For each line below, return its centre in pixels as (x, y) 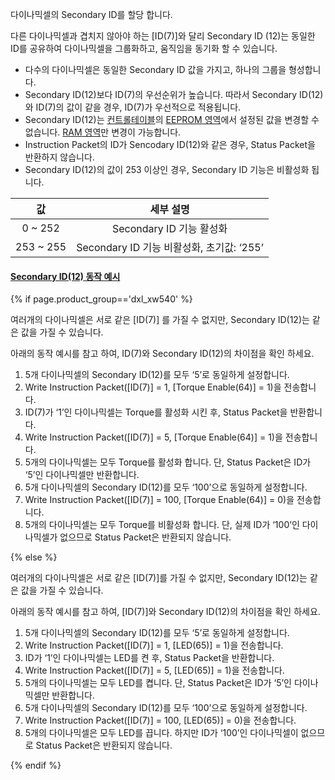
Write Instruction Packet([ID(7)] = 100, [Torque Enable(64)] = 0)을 (159, 500)
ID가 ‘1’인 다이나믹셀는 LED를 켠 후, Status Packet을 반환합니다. (149, 658)
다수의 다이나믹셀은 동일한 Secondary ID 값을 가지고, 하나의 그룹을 (155, 69)
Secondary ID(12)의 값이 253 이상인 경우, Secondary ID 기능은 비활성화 (167, 169)
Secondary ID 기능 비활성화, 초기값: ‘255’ (170, 247)
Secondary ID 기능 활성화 (169, 228)
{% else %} (34, 557)
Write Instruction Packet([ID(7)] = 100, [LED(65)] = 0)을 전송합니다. (160, 720)
